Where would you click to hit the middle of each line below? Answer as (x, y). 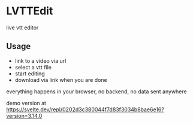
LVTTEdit (30, 11)
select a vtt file (33, 67)
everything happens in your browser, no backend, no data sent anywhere (96, 92)
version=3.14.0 (24, 115)
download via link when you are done (61, 80)
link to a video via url (40, 60)
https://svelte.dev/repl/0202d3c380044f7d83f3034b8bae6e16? (85, 109)
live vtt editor (22, 28)
